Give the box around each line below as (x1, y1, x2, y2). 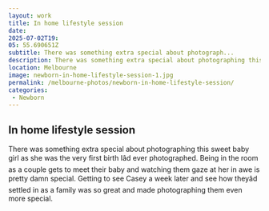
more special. (8, 193, 54, 204)
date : (8, 26, 26, 34)
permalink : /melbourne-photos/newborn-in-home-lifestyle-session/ (8, 78, 235, 86)
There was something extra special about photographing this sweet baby (8, 145, 250, 154)
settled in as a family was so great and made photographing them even (8, 185, 243, 195)
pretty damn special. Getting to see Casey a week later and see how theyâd (8, 173, 258, 184)
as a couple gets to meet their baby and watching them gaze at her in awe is (8, 165, 260, 174)
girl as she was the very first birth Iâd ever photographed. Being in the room (8, 153, 259, 163)
